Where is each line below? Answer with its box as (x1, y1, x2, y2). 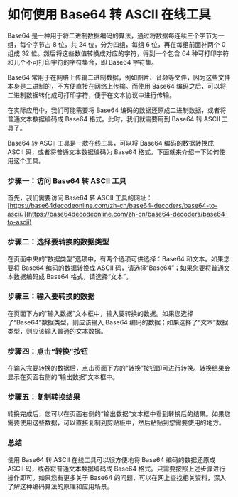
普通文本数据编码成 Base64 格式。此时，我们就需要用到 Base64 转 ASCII (7, 114, 220, 123)
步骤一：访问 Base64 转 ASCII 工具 (7, 175, 126, 185)
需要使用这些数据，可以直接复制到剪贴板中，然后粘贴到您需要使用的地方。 (7, 418, 225, 427)
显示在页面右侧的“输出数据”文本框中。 (7, 373, 119, 381)
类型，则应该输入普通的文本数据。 (7, 327, 107, 335)
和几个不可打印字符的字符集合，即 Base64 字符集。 (7, 58, 158, 66)
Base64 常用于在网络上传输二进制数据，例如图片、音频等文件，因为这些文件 (7, 72, 231, 82)
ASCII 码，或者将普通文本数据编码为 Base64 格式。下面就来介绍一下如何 (7, 147, 220, 156)
